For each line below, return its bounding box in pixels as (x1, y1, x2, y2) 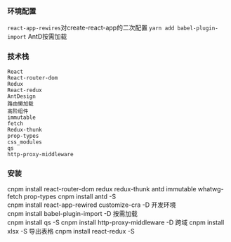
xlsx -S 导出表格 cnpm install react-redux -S (7, 227, 135, 235)
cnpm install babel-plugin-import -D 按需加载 (7, 209, 138, 217)
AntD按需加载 (27, 32, 67, 41)
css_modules (7, 139, 42, 146)
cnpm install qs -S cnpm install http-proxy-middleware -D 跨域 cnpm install (7, 218, 225, 227)
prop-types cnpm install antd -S (23, 192, 117, 200)
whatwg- (197, 184, 224, 193)
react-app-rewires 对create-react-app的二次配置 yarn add (7, 23, 175, 32)
